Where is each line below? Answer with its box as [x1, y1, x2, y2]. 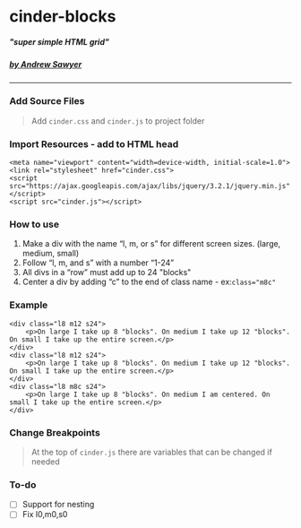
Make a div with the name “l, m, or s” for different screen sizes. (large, [21, 238, 281, 249]
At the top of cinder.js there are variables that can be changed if [30, 446, 273, 458]
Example [9, 299, 48, 311]
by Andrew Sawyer [9, 59, 82, 70]
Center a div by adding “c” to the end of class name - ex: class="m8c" [21, 276, 276, 288]
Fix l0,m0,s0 [21, 509, 68, 520]
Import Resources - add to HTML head [9, 137, 179, 150]
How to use [9, 218, 60, 230]
